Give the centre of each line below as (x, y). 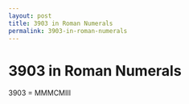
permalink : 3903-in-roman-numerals (68, 31)
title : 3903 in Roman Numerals (61, 23)
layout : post (30, 16)
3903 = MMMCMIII (40, 93)
